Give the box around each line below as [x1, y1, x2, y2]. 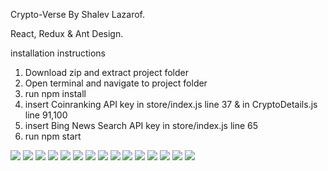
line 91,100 [24, 109, 68, 121]
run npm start [24, 130, 82, 142]
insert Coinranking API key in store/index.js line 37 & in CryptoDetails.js [24, 99, 318, 110]
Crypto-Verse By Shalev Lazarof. [10, 9, 145, 20]
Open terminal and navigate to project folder [24, 77, 208, 89]
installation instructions [10, 47, 106, 59]
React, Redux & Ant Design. [10, 28, 124, 39]
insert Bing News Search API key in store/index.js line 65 [24, 120, 259, 131]
